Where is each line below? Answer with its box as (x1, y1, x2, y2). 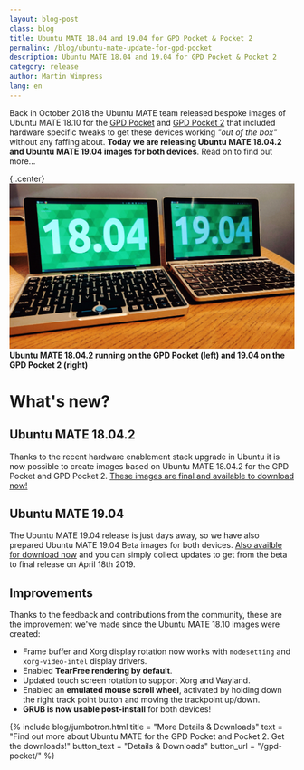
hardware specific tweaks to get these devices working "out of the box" (9, 127, 278, 138)
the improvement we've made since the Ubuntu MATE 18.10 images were (9, 619, 280, 630)
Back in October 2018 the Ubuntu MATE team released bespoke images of (9, 107, 287, 118)
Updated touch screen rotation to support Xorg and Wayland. (22, 675, 251, 686)
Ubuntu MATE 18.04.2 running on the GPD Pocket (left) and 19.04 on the (9, 350, 285, 361)
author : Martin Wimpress (9, 72, 103, 82)
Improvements (9, 585, 93, 601)
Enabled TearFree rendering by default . (22, 666, 173, 677)
